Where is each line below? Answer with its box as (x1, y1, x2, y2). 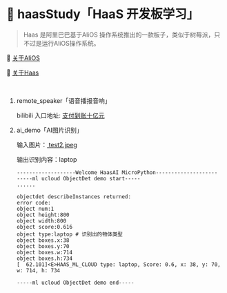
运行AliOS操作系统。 (41, 39, 100, 47)
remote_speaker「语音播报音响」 (16, 96, 111, 104)
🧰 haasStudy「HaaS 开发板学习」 (6, 6, 199, 22)
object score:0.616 (16, 223, 73, 230)
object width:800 (16, 217, 67, 225)
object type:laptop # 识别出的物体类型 (16, 231, 124, 238)
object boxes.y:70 (16, 243, 70, 249)
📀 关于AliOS (6, 53, 41, 62)
